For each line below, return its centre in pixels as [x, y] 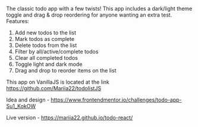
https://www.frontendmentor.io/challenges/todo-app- [116, 100]
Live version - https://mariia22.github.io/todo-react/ [70, 118]
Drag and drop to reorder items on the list [65, 70]
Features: [18, 21]
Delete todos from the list [46, 45]
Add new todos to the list [45, 33]
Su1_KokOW [21, 106]
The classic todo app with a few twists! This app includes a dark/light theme [99, 9]
